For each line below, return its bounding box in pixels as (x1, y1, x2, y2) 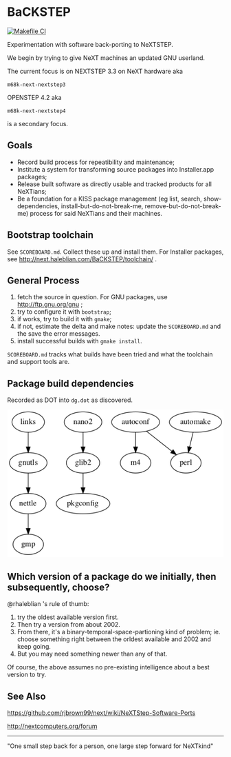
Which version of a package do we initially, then (7, 570, 217, 583)
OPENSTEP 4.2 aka (7, 93, 62, 101)
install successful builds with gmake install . (16, 337, 142, 345)
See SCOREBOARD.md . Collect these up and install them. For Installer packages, (7, 248, 224, 256)
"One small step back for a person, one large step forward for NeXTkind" (7, 742, 214, 750)
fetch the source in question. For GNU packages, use (16, 293, 168, 301)
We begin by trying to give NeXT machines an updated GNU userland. (7, 53, 205, 62)
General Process (7, 274, 80, 286)
